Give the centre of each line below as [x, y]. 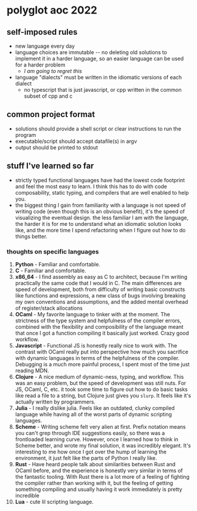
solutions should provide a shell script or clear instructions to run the [98, 128]
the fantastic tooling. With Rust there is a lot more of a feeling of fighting [102, 476]
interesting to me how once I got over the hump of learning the [91, 452]
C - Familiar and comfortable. [51, 270]
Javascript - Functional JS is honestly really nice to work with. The [96, 345]
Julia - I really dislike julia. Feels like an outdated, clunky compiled [95, 408]
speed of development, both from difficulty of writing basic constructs [100, 289]
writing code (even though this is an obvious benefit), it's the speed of [100, 211]
